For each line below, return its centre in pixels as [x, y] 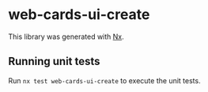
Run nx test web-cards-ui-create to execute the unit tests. [104, 80]
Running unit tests [54, 61]
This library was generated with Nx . [66, 36]
